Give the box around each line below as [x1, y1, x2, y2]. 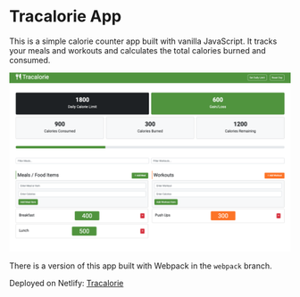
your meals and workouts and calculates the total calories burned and [9, 45, 266, 55]
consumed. [9, 54, 51, 65]
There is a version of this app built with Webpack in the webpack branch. [9, 260, 272, 271]
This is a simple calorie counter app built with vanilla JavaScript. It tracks [9, 36, 278, 46]
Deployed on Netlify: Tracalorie [9, 277, 124, 288]
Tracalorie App [9, 6, 122, 27]
